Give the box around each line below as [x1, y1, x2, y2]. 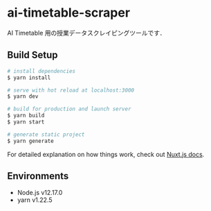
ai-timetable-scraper [7, 5, 130, 21]
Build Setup [7, 49, 58, 61]
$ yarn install [7, 74, 51, 81]
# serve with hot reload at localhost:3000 [7, 87, 135, 94]
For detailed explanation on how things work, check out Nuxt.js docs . [7, 150, 205, 158]
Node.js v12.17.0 [17, 189, 63, 197]
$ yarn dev [7, 93, 39, 100]
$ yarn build [7, 112, 45, 119]
